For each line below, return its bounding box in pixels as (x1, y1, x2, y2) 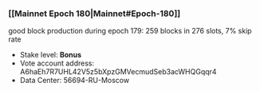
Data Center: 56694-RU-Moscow (19, 76, 130, 85)
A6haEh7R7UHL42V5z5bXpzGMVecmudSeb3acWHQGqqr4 (19, 67, 217, 77)
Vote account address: (19, 58, 95, 68)
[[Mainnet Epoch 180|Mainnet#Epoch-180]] (8, 8, 181, 19)
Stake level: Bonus (19, 50, 82, 60)
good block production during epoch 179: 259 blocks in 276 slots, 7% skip (8, 26, 253, 36)
